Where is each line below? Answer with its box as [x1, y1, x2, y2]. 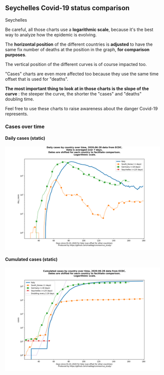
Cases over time [5, 123, 45, 130]
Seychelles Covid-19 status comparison [5, 4, 130, 12]
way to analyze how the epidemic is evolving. [5, 31, 97, 37]
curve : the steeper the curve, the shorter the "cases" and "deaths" [5, 91, 142, 96]
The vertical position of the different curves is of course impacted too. [5, 61, 147, 67]
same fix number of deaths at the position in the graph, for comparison [5, 46, 150, 52]
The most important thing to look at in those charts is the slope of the [5, 86, 149, 92]
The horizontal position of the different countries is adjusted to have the [5, 41, 153, 47]
